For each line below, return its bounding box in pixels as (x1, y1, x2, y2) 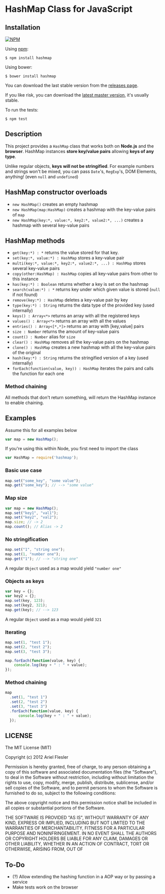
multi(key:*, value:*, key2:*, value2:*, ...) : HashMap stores (12, 260, 146, 266)
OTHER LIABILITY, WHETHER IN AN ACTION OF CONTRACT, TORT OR (5, 841, 149, 847)
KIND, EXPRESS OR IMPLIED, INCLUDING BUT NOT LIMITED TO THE (5, 820, 145, 826)
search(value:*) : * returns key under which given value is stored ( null (12, 286, 161, 293)
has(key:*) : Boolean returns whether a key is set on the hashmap (12, 281, 149, 287)
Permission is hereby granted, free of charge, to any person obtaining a (5, 764, 151, 770)
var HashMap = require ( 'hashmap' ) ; (5, 455, 79, 460)
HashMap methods (5, 237, 65, 245)
